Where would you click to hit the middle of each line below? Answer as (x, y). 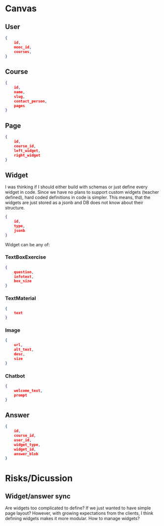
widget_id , (25, 449)
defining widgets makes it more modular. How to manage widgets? (72, 519)
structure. (15, 208)
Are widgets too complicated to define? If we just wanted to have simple (78, 508)
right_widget (27, 155)
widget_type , (27, 445)
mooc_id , (23, 47)
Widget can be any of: (27, 244)
